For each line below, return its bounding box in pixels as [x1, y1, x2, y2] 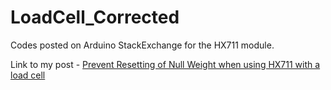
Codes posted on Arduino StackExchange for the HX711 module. [10, 39, 275, 51]
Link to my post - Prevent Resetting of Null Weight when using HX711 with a [10, 58, 321, 70]
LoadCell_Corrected [10, 6, 180, 29]
